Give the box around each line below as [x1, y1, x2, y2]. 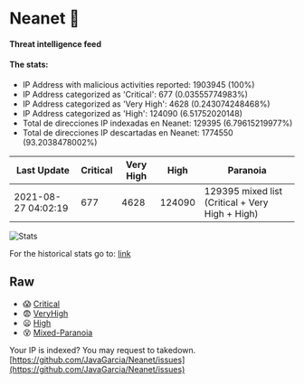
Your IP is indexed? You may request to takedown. [9, 344, 196, 355]
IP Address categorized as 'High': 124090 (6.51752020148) [22, 108, 242, 118]
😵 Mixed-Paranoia [22, 327, 93, 338]
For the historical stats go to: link [9, 248, 131, 258]
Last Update [16, 164, 71, 176]
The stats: [9, 59, 49, 70]
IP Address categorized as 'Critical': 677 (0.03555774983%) [22, 89, 249, 99]
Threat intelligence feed [9, 38, 102, 49]
